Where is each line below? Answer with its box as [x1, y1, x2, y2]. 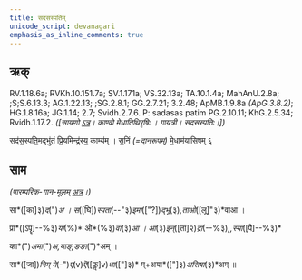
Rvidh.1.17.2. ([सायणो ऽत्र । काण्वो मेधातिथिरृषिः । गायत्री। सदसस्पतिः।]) [9, 117, 226, 128]
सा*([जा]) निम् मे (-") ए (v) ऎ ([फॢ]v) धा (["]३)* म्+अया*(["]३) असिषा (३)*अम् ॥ [9, 259, 237, 269]
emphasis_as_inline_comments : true [9, 30, 144, 39]
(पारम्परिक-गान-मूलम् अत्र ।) [9, 186, 92, 196]
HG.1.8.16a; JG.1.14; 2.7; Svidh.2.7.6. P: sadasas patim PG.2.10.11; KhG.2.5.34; [9, 107, 294, 118]
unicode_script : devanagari [9, 22, 116, 31]
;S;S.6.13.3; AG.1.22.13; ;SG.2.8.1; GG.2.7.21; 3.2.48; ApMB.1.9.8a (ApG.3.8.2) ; [9, 97, 294, 109]
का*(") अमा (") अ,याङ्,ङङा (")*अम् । [9, 241, 118, 251]
